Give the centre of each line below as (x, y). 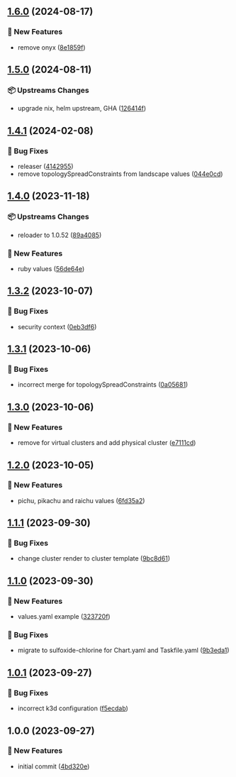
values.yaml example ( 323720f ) (64, 617)
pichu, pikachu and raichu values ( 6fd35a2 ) (81, 500)
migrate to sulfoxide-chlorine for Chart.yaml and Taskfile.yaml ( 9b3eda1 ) (123, 650)
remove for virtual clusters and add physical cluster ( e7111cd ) (107, 443)
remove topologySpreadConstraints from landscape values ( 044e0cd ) (120, 174)
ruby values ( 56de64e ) (51, 269)
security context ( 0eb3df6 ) (57, 326)
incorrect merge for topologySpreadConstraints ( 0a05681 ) (103, 385)
